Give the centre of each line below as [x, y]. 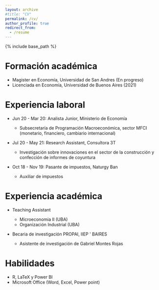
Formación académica [51, 66]
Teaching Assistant [31, 210]
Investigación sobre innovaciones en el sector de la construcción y [87, 152]
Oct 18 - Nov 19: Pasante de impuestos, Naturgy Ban [65, 167]
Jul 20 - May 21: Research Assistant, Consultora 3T [64, 142]
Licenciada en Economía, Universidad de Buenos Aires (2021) [74, 85]
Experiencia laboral [45, 105]
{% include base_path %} [31, 46]
